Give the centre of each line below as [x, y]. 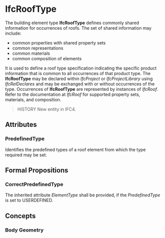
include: [13, 33]
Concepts [20, 216]
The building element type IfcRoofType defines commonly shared [72, 23]
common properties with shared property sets [59, 42]
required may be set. [26, 155]
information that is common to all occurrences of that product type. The [78, 73]
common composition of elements [47, 58]
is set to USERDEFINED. [29, 200]
